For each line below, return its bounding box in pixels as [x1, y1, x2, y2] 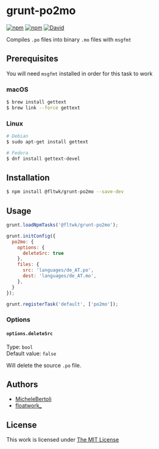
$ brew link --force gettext [6, 105, 80, 111]
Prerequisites [6, 53, 58, 64]
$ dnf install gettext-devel [6, 156, 80, 162]
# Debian [6, 133, 29, 140]
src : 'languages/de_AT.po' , [22, 267, 94, 273]
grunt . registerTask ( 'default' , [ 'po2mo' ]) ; [6, 301, 119, 307]
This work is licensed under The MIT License [6, 436, 119, 443]
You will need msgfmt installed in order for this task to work [6, 70, 153, 77]
